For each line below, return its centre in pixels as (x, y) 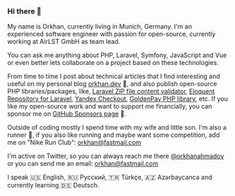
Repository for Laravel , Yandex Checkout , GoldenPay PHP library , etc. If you (117, 99)
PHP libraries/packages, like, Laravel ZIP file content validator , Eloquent (111, 92)
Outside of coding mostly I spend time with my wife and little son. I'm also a (117, 128)
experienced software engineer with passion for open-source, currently (112, 34)
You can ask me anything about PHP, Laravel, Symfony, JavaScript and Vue (117, 55)
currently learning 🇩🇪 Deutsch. (53, 185)
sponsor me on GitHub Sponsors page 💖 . (67, 114)
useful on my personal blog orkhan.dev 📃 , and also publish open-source (112, 84)
